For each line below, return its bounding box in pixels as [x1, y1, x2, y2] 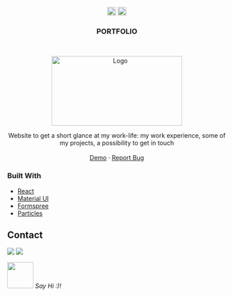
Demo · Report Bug [89, 154, 145, 162]
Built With [7, 171, 42, 181]
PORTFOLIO [96, 26, 138, 36]
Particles [17, 209, 43, 217]
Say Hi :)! [34, 282, 61, 290]
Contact [7, 229, 43, 241]
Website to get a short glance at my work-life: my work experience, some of [8, 131, 226, 140]
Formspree [17, 202, 49, 210]
